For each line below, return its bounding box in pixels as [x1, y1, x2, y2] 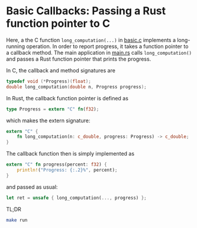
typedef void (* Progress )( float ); [6, 78, 92, 84]
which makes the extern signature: [6, 117, 91, 124]
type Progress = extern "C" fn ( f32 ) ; [6, 106, 99, 112]
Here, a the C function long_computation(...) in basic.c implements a [6, 36, 176, 43]
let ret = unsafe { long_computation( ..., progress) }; [6, 195, 147, 201]
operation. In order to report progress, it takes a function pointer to [26, 43, 189, 50]
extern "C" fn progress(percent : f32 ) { [6, 161, 108, 167]
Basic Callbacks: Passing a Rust [6, 4, 166, 18]
